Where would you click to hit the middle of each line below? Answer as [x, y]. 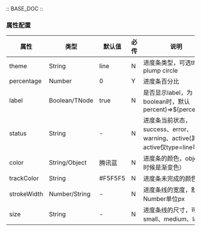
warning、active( [167, 138]
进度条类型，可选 [167, 63]
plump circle [161, 71]
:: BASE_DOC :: [25, 9]
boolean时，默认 [167, 102]
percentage [25, 81]
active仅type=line [168, 147]
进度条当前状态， [167, 120]
